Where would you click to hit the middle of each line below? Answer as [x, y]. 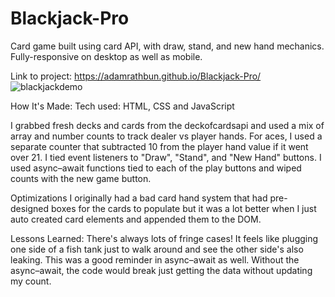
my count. [31, 281]
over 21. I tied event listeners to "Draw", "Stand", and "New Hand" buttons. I [166, 157]
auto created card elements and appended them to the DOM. [136, 219]
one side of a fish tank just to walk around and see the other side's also [157, 249]
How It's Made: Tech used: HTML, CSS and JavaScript [122, 106]
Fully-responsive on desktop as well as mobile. [106, 56]
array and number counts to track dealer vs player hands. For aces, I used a [166, 136]
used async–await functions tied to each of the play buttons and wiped [156, 168]
